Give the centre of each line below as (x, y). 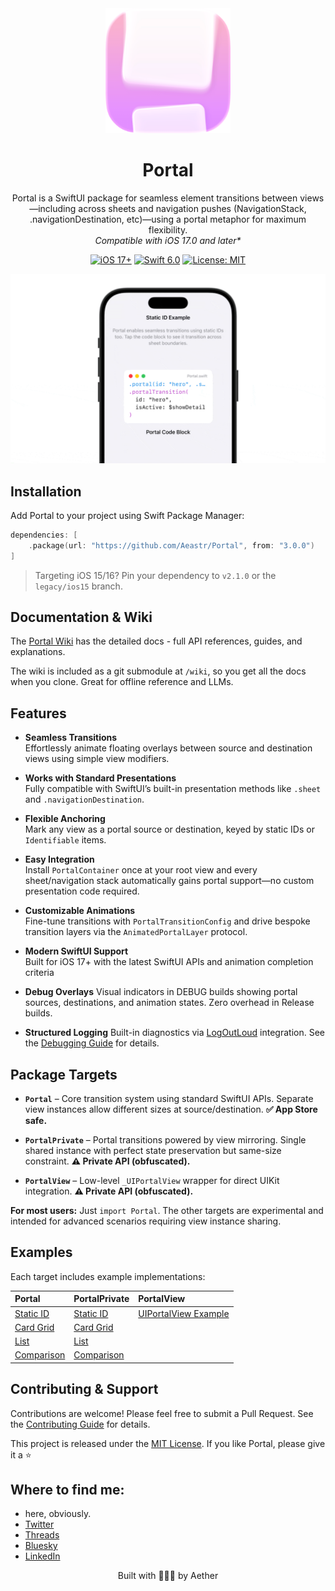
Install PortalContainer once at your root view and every (141, 870)
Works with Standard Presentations (100, 778)
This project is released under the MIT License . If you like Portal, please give (168, 1443)
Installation (46, 491)
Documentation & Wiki (81, 617)
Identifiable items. (65, 840)
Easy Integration (59, 859)
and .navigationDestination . (84, 799)
